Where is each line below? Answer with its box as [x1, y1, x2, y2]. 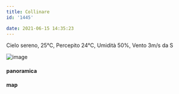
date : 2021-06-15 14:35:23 [6, 25, 74, 31]
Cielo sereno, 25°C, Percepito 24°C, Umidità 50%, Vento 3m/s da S [6, 42, 174, 49]
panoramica [6, 67, 37, 74]
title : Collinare [6, 8, 50, 15]
